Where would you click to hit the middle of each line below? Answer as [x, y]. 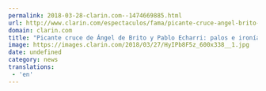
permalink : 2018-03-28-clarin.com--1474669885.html [95, 15]
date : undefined [35, 52]
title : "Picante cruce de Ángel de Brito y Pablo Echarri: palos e [122, 38]
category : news [33, 60]
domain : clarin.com [40, 30]
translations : [32, 67]
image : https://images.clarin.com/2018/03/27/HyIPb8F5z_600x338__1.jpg [129, 45]
